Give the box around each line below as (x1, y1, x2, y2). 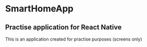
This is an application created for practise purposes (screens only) (5, 36, 142, 42)
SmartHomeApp (5, 3, 73, 14)
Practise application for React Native (5, 23, 122, 31)
